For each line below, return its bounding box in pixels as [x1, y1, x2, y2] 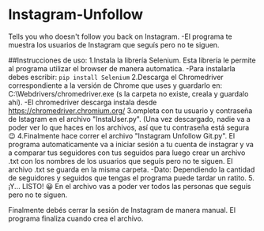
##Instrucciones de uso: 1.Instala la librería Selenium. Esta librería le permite [8, 55, 256, 65]
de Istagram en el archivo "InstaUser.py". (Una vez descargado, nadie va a [8, 114, 251, 123]
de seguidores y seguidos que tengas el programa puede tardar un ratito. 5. [8, 172, 255, 183]
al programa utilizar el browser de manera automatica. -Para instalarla [8, 63, 236, 73]
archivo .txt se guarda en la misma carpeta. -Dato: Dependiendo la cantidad [8, 165, 255, 174]
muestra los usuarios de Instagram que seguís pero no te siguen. [8, 40, 220, 49]
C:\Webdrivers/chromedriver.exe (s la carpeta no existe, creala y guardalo [8, 89, 249, 98]
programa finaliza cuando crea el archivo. [8, 214, 144, 223]
